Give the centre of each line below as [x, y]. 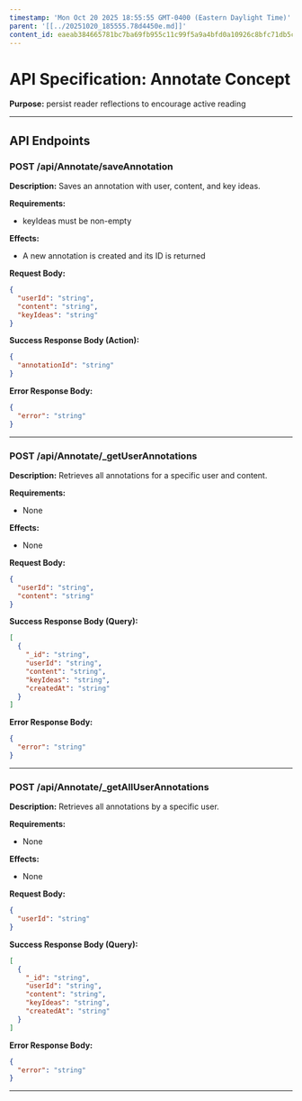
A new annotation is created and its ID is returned [114, 256]
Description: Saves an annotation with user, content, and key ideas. [135, 186]
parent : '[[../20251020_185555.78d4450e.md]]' [98, 26]
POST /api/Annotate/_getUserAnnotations [103, 456]
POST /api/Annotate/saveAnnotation [91, 166]
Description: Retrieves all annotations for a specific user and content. [138, 475]
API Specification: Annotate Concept [150, 79]
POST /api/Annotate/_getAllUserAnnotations [109, 787]
